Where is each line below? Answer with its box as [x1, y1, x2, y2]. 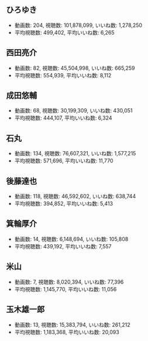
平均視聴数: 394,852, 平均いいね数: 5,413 [14, 200, 113, 207]
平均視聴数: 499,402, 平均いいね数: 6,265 [14, 29, 115, 36]
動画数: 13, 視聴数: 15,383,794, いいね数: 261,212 [14, 321, 130, 328]
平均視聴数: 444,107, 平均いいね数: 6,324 [14, 114, 112, 121]
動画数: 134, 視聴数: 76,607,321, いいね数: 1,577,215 [14, 150, 136, 157]
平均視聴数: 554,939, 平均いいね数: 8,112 [14, 71, 112, 79]
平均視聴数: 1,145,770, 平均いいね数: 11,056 [14, 285, 117, 292]
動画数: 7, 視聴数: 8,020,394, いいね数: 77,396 [14, 278, 124, 285]
